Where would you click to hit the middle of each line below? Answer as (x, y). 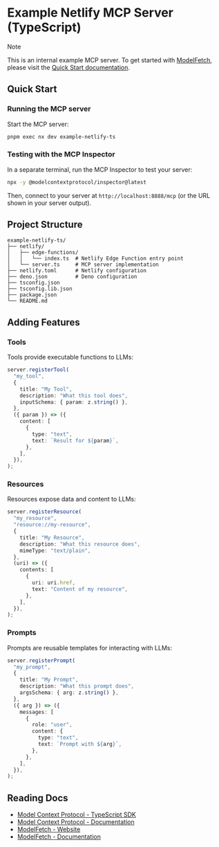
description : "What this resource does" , (80, 544)
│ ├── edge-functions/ (43, 253)
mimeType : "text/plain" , (55, 551)
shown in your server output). (49, 203)
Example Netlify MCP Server (91, 13)
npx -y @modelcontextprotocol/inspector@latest (77, 182)
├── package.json (32, 295)
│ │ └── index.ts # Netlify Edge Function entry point (96, 259)
